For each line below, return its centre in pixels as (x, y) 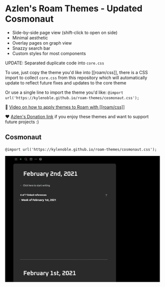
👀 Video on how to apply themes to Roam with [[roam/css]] (65, 107)
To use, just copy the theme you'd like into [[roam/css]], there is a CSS (77, 72)
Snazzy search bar (31, 48)
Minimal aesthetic (30, 38)
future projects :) (22, 122)
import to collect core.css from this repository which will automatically (76, 78)
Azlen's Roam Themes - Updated (74, 9)
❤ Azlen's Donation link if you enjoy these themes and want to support (77, 116)
